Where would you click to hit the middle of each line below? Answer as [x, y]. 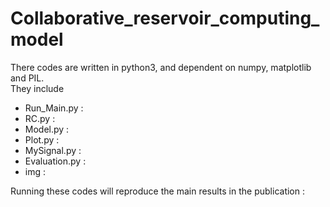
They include [37, 88]
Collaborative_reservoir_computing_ [165, 18]
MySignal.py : [53, 150]
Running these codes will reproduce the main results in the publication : [157, 191]
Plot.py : [42, 139]
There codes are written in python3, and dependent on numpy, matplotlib [161, 67]
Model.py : [47, 129]
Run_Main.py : [54, 108]
